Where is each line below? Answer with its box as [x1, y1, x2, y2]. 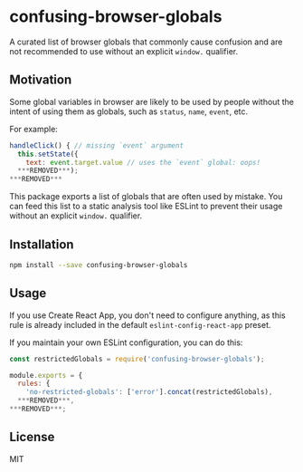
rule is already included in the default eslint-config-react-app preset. [9, 319, 271, 330]
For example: [9, 123, 59, 134]
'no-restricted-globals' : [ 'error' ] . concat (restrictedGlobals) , [25, 388, 273, 397]
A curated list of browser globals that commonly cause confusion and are [9, 36, 283, 47]
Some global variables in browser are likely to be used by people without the [9, 96, 294, 107]
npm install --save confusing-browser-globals [9, 260, 188, 269]
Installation [9, 236, 74, 252]
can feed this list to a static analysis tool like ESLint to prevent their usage [9, 201, 283, 212]
